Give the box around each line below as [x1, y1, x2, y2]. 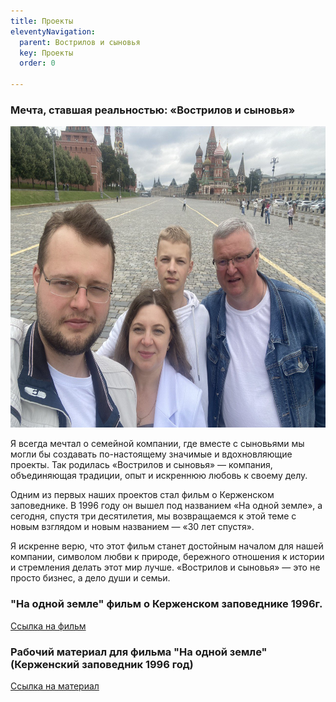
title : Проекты [10, 16, 74, 26]
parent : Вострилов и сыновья [19, 37, 141, 47]
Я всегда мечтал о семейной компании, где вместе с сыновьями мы [10, 438, 305, 450]
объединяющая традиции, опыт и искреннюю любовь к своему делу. [10, 470, 308, 482]
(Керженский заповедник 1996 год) [10, 657, 194, 671]
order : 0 [19, 58, 56, 69]
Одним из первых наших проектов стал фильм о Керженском [10, 489, 275, 501]
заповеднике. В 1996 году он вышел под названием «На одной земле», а [10, 500, 323, 512]
